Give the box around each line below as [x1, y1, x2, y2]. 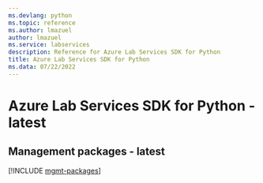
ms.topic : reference [8, 19, 77, 27]
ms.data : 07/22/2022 [8, 63, 77, 71]
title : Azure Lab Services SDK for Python [8, 56, 150, 64]
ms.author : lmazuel [8, 26, 73, 34]
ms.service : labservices [8, 41, 90, 49]
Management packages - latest [8, 145, 166, 159]
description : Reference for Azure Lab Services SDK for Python [8, 48, 221, 56]
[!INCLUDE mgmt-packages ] [8, 166, 101, 175]
